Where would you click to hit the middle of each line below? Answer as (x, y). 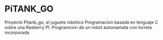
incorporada (17, 32)
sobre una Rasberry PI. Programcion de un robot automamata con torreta (78, 27)
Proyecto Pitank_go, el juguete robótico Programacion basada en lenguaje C (81, 22)
